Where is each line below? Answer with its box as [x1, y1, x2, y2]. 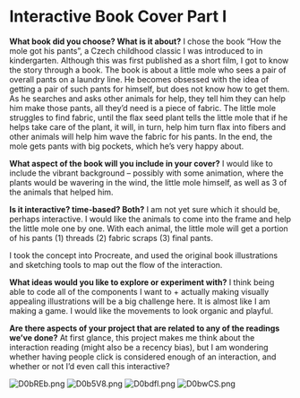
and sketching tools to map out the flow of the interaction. [9, 259, 223, 270]
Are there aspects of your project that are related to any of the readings [9, 323, 280, 333]
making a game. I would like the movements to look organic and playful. [9, 305, 274, 316]
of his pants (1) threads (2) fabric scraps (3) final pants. [9, 232, 213, 243]
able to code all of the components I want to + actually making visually [9, 286, 270, 297]
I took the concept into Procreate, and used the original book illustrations [9, 249, 279, 261]
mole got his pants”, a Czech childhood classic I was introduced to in [9, 45, 263, 56]
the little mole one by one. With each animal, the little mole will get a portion [9, 222, 288, 234]
